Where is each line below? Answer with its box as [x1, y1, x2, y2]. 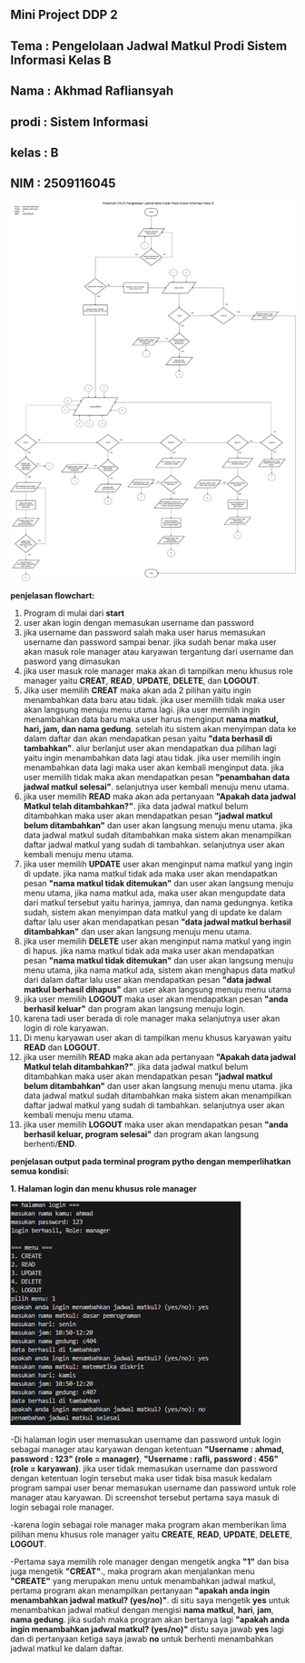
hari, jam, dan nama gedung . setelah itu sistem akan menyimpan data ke [23, 724, 297, 735]
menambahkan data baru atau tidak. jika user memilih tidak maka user [23, 695, 285, 706]
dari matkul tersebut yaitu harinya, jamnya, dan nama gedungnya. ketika [23, 897, 293, 908]
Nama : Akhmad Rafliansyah [10, 84, 174, 99]
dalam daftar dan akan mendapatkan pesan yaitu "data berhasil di [23, 733, 273, 744]
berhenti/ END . [23, 1139, 78, 1150]
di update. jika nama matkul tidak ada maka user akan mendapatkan [23, 868, 278, 879]
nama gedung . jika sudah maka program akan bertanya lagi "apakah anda [10, 1614, 290, 1625]
